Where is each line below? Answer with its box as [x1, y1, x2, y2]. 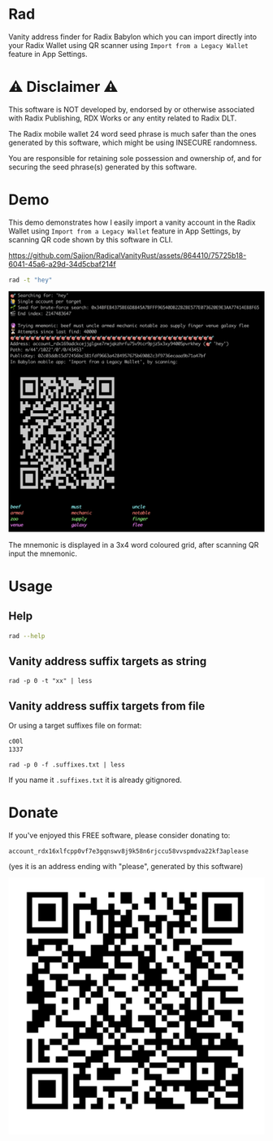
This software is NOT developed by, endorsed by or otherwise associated [8, 104, 255, 114]
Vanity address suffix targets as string [8, 654, 207, 668]
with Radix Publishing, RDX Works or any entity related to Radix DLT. [8, 113, 237, 123]
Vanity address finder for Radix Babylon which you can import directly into [8, 32, 258, 42]
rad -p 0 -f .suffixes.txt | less [8, 761, 126, 769]
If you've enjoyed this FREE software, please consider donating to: [8, 831, 231, 841]
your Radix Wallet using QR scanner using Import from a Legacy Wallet [8, 40, 249, 50]
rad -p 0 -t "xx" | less [8, 677, 93, 685]
